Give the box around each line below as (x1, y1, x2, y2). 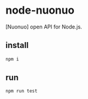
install (5, 40, 29, 50)
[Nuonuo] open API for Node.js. (5, 23, 82, 30)
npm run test (5, 88, 38, 94)
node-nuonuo (5, 4, 75, 17)
